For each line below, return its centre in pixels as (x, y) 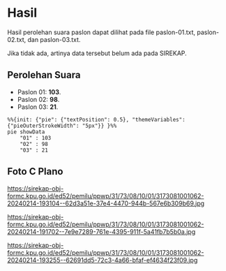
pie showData (26, 132)
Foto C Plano (35, 171)
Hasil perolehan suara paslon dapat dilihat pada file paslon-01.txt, (101, 32)
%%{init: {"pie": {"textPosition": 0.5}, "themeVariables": (97, 119)
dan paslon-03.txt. (54, 39)
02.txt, (17, 39)
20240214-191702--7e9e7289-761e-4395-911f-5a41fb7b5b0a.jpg (101, 231)
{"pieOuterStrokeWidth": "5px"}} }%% (62, 126)
